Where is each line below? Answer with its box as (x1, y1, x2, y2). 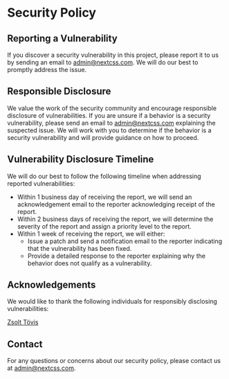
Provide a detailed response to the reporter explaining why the (27, 252, 206, 260)
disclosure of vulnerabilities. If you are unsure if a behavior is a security (7, 111, 211, 119)
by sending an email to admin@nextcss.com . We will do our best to (7, 58, 199, 67)
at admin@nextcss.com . (7, 364, 76, 372)
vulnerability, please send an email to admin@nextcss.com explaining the (7, 118, 216, 127)
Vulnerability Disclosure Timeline (7, 154, 154, 166)
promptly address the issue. (7, 66, 87, 73)
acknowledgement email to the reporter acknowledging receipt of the (17, 200, 216, 209)
